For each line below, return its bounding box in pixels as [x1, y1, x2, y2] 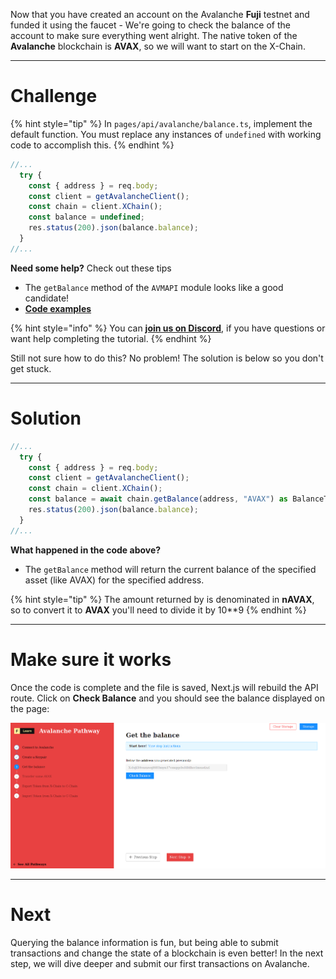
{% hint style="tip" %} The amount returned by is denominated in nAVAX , [10, 593, 315, 605]
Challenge [10, 85, 98, 108]
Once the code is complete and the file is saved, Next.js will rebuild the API [10, 681, 319, 693]
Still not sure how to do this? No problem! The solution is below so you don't [10, 352, 324, 364]
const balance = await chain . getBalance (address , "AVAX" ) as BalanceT [28, 494, 329, 504]
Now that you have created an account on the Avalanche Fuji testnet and [10, 9, 310, 20]
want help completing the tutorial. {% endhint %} [10, 332, 212, 344]
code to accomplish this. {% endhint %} [10, 139, 175, 151]
